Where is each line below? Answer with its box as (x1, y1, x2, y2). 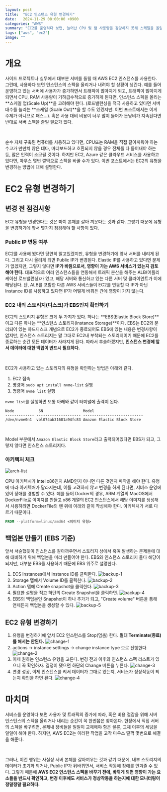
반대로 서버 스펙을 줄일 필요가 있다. (5, 119, 73, 125)
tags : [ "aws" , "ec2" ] (5, 30, 50, 35)
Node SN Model (5, 409, 94, 414)
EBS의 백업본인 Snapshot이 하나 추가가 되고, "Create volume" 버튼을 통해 (12, 596, 158, 602)
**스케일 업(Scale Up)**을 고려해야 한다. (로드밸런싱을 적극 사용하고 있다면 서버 (5, 100, 161, 106)
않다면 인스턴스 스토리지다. (14, 442, 67, 448)
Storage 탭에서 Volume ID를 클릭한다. (12, 577, 87, 583)
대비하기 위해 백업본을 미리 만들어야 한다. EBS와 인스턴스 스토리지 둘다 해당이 (10, 554, 161, 560)
